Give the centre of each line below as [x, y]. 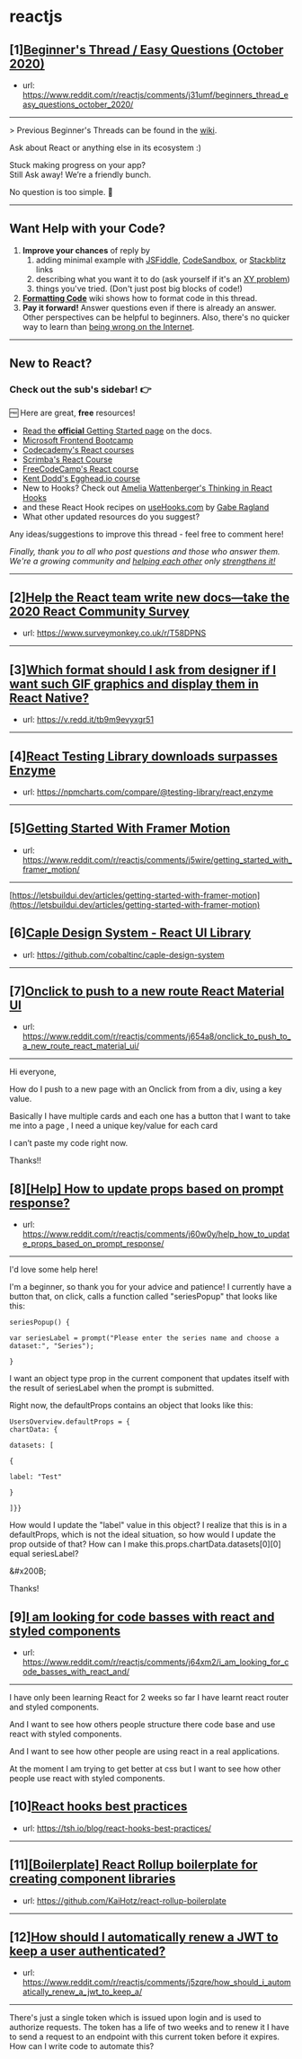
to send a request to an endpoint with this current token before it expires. [145, 2037]
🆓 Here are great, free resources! [72, 413]
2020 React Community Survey [100, 612]
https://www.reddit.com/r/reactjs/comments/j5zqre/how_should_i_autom [157, 1983]
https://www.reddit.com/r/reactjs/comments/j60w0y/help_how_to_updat [156, 1234]
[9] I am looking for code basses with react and [142, 1616]
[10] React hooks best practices [98, 1807]
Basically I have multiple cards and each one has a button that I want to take [150, 1116]
